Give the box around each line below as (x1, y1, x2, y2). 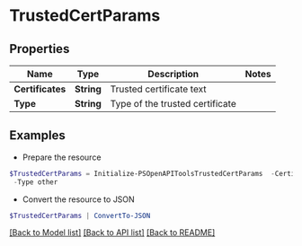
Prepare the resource (22, 152, 102, 163)
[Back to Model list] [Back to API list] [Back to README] (9, 227, 216, 238)
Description (147, 68, 200, 80)
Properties (9, 41, 70, 57)
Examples (9, 127, 66, 144)
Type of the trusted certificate (110, 98, 236, 110)
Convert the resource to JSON (22, 194, 135, 205)
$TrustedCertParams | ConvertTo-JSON (9, 211, 151, 220)
